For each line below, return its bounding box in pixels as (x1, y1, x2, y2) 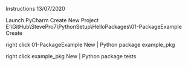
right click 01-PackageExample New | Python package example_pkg (5, 41, 175, 48)
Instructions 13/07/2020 (5, 5, 66, 12)
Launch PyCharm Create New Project (5, 17, 99, 23)
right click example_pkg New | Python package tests (5, 53, 137, 59)
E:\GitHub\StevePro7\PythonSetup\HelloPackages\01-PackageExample (5, 23, 182, 30)
